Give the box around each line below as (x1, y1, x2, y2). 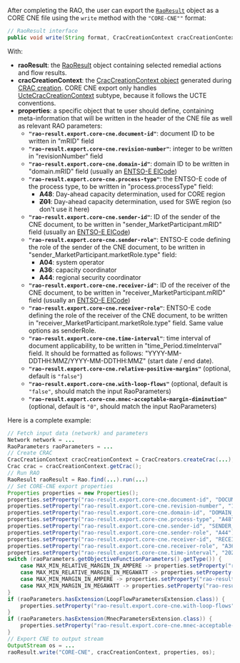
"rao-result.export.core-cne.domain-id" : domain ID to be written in (28, 159, 230, 168)
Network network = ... (7, 436, 75, 443)
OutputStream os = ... (7, 642, 75, 649)
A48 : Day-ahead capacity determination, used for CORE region (39, 189, 226, 198)
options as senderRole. (28, 326, 96, 335)
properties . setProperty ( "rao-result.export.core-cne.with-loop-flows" (20, 602, 235, 609)
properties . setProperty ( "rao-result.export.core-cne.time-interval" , (7, 549, 219, 556)
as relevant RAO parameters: (17, 121, 103, 130)
